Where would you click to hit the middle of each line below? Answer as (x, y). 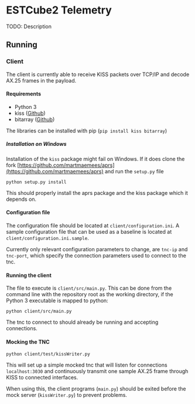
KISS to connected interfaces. (42, 378)
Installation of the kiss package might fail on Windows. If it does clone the (95, 159)
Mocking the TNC (28, 342)
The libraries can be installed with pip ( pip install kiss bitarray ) (87, 131)
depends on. (21, 199)
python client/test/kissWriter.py (48, 354)
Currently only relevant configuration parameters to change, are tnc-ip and (97, 249)
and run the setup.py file (134, 171)
